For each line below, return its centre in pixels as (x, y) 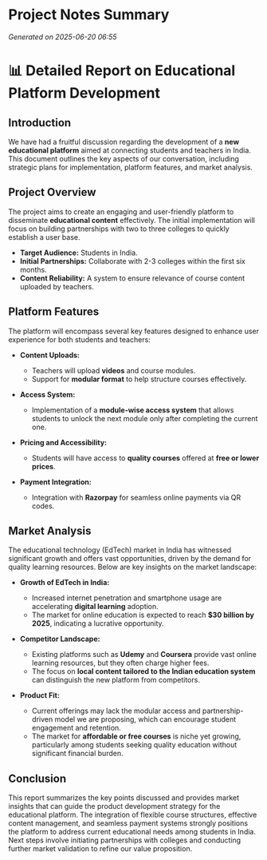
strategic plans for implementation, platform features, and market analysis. (131, 167)
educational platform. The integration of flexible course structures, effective (133, 815)
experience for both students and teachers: (80, 339)
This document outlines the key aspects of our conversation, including (124, 158)
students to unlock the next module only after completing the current (145, 418)
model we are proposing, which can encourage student (145, 719)
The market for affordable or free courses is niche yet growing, (136, 736)
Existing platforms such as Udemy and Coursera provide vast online (144, 655)
